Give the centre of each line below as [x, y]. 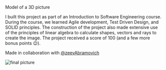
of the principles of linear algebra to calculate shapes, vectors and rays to [81, 33]
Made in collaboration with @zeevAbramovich [52, 53]
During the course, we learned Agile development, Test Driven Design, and [82, 22]
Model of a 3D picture [28, 7]
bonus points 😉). [23, 43]
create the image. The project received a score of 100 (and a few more [78, 38]
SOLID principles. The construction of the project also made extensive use [82, 27]
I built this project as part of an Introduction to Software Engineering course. [83, 17]
